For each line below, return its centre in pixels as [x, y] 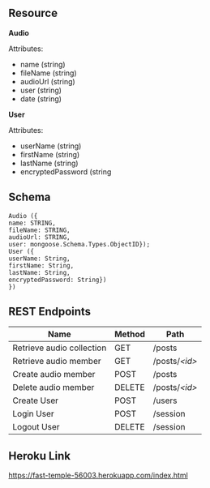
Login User [33, 414]
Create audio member [54, 375]
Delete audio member [54, 387]
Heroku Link [40, 456]
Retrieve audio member [57, 362]
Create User [36, 400]
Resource [33, 13]
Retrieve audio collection [60, 348]
